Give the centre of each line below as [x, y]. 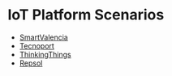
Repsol [31, 63]
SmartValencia [43, 37]
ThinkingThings [45, 54]
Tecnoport [37, 45]
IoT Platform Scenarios [86, 15]
